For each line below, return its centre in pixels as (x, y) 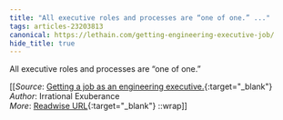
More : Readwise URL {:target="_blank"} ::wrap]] (99, 106)
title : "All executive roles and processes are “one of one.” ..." (140, 18)
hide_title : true (42, 43)
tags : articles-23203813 (56, 26)
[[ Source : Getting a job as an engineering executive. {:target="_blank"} (141, 86)
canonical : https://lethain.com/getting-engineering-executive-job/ (142, 35)
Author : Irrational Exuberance (65, 96)
